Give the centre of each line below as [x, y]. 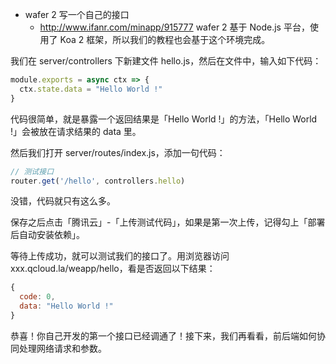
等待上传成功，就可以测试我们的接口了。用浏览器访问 [120, 256]
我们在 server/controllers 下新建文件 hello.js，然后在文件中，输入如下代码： [166, 61]
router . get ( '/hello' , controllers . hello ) [98, 181]
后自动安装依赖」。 [47, 235]
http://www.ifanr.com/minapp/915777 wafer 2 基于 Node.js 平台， [174, 27]
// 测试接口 [32, 171]
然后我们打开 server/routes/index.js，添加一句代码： [118, 152]
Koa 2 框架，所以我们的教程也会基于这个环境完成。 [165, 39]
